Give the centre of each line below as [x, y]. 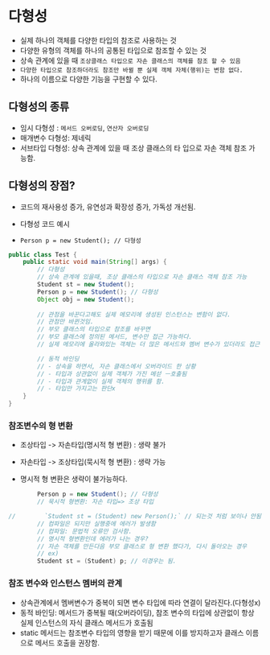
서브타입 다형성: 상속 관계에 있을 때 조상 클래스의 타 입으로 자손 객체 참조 [133, 148]
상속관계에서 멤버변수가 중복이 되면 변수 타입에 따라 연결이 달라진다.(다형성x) [140, 602]
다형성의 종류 [39, 107]
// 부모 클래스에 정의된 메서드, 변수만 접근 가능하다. [115, 337]
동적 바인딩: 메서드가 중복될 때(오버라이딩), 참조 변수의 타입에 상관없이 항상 [137, 612]
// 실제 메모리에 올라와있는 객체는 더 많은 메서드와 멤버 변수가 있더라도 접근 [149, 344]
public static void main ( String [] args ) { [95, 262]
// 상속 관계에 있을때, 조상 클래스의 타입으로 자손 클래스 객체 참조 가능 [142, 277]
